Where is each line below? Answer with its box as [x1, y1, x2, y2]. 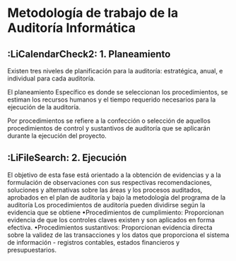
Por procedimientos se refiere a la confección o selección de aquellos [7, 116, 211, 125]
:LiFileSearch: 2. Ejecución [7, 152, 127, 164]
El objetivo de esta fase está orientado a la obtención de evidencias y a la [7, 171, 221, 179]
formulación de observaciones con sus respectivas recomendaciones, [7, 178, 212, 186]
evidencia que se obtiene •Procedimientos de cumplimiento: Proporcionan [7, 208, 224, 217]
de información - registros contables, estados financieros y [7, 238, 180, 246]
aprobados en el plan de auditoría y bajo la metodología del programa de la [7, 193, 226, 202]
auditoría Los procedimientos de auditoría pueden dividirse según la [7, 200, 206, 209]
